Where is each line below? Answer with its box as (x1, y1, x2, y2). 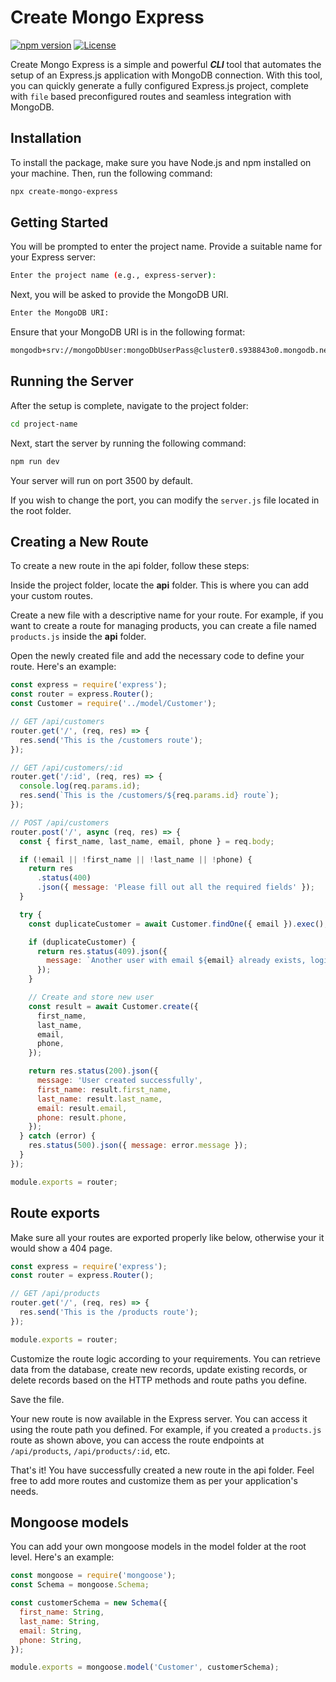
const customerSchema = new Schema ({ (10, 1598, 168, 1608)
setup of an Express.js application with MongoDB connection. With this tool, (10, 69, 323, 81)
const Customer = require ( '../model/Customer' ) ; (10, 699, 217, 709)
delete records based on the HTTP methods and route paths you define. (10, 1374, 308, 1386)
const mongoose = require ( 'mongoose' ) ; (10, 1571, 177, 1581)
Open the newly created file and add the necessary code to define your (10, 650, 305, 662)
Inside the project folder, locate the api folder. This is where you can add (10, 579, 310, 591)
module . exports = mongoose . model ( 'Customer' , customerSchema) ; (10, 1662, 280, 1673)
